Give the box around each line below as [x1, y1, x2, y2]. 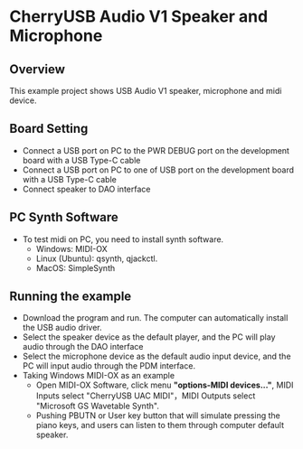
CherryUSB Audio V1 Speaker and [9, 6, 269, 27]
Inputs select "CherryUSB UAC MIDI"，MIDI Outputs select [35, 390, 256, 401]
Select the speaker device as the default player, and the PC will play [22, 332, 276, 342]
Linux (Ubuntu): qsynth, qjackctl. [35, 253, 158, 264]
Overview [9, 61, 66, 77]
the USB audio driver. [22, 323, 102, 333]
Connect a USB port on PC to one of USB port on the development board [22, 164, 295, 175]
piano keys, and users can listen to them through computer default [35, 420, 285, 431]
